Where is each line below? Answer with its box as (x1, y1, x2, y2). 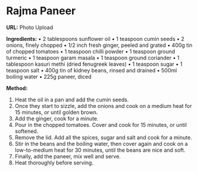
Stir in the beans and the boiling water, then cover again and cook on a (14, 140, 188, 147)
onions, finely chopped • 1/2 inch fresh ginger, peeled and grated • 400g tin (6, 42, 193, 49)
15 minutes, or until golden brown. (14, 109, 98, 116)
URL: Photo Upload (6, 24, 54, 31)
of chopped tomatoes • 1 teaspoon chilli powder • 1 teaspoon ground (6, 47, 175, 55)
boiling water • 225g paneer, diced (6, 73, 92, 80)
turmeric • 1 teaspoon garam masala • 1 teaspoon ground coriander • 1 (6, 54, 180, 61)
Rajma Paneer (6, 4, 76, 18)
